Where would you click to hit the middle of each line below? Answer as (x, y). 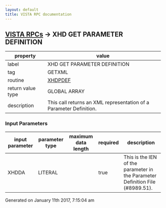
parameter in (138, 169)
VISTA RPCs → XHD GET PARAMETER (64, 34)
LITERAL (48, 172)
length (81, 149)
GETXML (58, 72)
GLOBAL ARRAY (66, 91)
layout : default (22, 10)
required (108, 142)
